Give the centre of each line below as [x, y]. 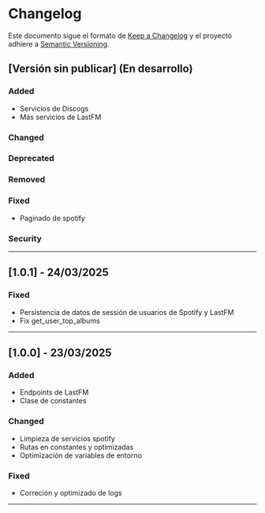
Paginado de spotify [52, 218]
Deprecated [32, 159]
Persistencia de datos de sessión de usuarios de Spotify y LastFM [127, 312]
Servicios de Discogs [54, 108]
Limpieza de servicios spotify [67, 438]
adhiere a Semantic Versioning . [59, 43]
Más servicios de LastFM [60, 117]
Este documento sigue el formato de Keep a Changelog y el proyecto [120, 36]
